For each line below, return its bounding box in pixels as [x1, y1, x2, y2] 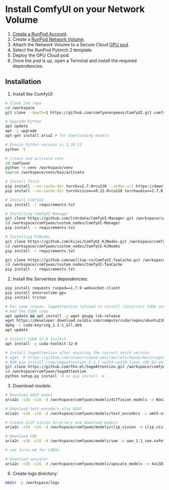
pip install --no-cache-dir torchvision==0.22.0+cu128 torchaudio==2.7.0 [5, 188, 163, 193]
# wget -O [5, 355, 26, 360]
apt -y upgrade [5, 128, 37, 134]
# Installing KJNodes [5, 234, 51, 239]
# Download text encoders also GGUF [5, 406, 82, 411]
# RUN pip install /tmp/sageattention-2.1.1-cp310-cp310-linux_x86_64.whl [5, 360, 165, 365]
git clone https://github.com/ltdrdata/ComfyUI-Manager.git [5, 216, 134, 221]
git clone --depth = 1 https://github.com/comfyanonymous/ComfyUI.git [5, 110, 152, 115]
